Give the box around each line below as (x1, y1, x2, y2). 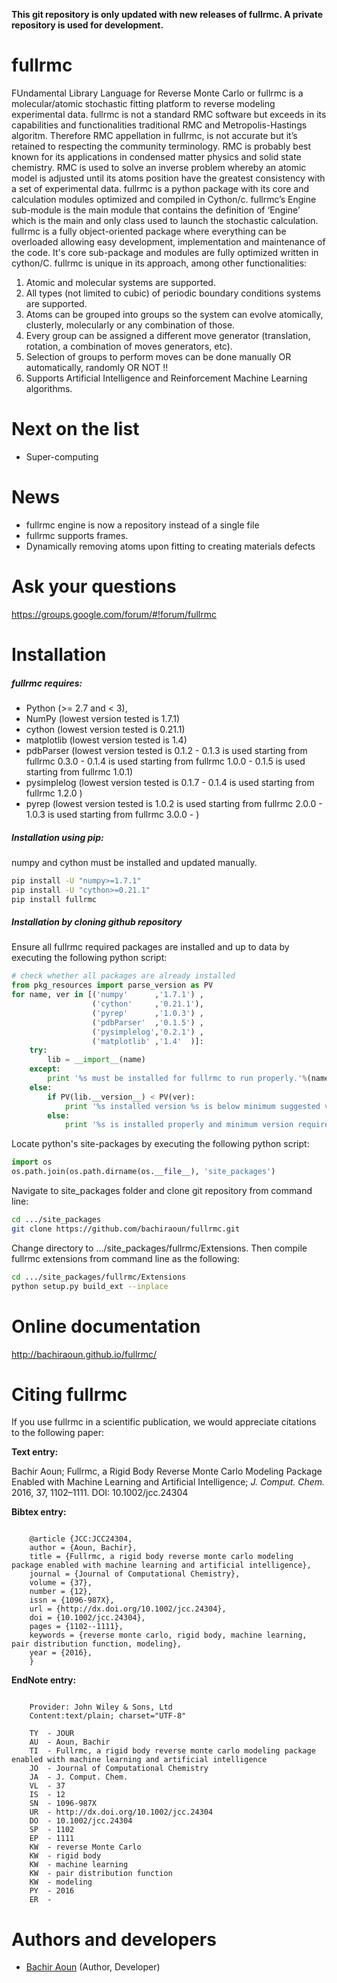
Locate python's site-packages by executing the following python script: (11, 1138, 310, 1150)
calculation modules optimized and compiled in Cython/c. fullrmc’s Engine (11, 193, 317, 205)
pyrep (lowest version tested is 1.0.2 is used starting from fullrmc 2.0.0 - (25, 797, 323, 809)
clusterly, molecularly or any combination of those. (25, 319, 236, 331)
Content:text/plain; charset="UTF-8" (29, 1711, 187, 1721)
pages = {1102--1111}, (29, 1622, 124, 1632)
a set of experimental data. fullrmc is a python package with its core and (11, 182, 309, 194)
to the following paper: (11, 1427, 105, 1439)
